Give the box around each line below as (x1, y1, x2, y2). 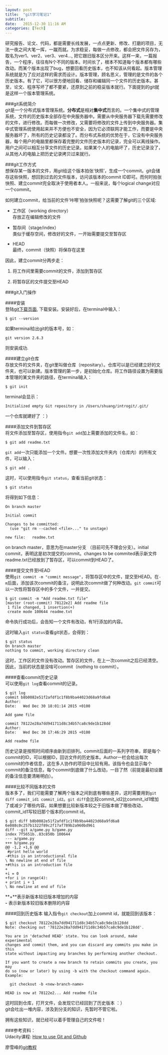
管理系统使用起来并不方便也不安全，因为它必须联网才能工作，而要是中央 (13, 126, 163, 132)
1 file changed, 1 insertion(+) (7, 605, 75, 610)
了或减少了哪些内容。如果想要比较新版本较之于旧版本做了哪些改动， (5, 802, 145, 808)
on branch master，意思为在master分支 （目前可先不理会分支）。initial (5, 544, 149, 550)
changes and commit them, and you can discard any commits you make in (5, 942, 157, 947)
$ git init (5, 384, 28, 389)
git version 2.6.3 (5, 335, 43, 340)
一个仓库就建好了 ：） (5, 413, 50, 419)
